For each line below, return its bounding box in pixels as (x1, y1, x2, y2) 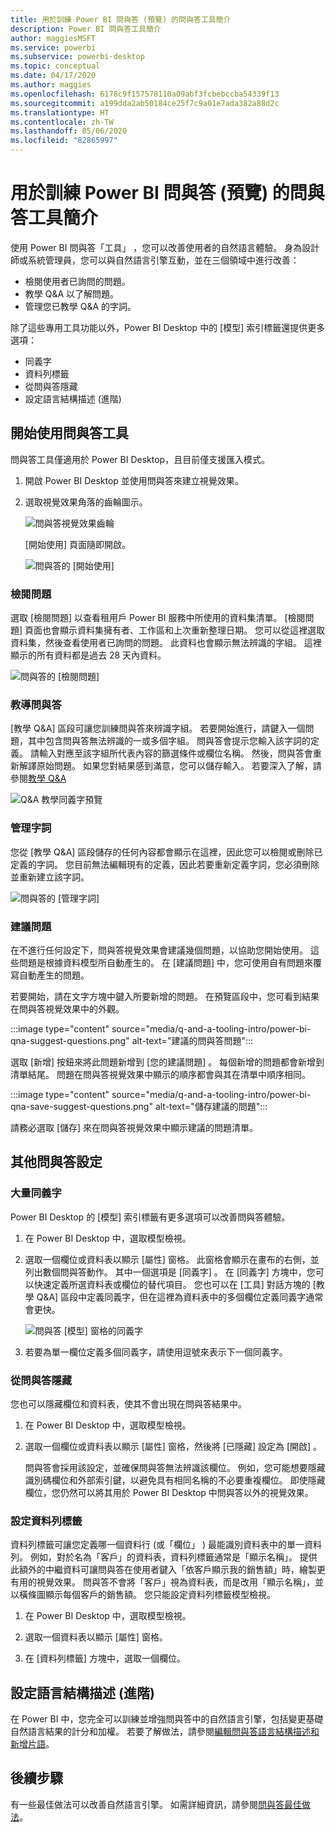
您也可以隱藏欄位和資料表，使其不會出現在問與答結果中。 (10, 1397, 247, 1410)
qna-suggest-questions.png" (10, 1034, 130, 1046)
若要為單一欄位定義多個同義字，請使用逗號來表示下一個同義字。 (24, 1346, 288, 1358)
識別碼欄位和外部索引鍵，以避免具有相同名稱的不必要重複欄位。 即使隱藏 (24, 1474, 326, 1486)
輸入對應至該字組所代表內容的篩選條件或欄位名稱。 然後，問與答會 (38, 747, 313, 760)
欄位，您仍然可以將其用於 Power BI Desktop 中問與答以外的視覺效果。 (24, 1486, 314, 1498)
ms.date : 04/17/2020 (10, 71, 97, 81)
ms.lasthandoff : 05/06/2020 (10, 126, 128, 136)
